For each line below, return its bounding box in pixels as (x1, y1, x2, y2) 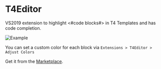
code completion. (5, 25, 41, 31)
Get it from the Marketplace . (5, 58, 63, 64)
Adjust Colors (5, 50, 35, 55)
